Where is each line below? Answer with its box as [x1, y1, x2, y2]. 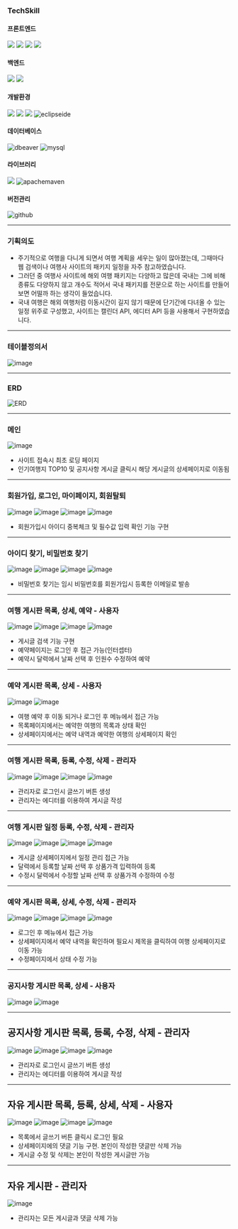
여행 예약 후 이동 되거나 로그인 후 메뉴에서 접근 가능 [17, 712, 159, 720]
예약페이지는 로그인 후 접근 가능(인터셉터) [17, 646, 132, 654]
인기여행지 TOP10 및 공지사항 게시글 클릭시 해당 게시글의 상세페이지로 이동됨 [17, 465, 230, 473]
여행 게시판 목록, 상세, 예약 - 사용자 [7, 605, 119, 615]
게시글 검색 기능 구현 [17, 637, 75, 646]
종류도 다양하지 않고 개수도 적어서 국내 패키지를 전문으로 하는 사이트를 [17, 280, 211, 289]
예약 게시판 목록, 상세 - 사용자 [7, 680, 102, 690]
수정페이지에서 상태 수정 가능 [17, 955, 98, 964]
